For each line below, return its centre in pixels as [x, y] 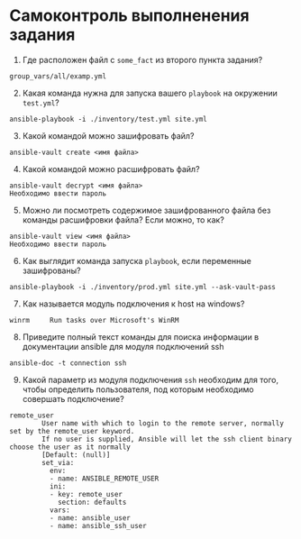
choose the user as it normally [70, 447]
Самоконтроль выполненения [129, 16]
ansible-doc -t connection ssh [68, 363]
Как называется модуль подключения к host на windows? [133, 304]
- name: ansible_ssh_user [98, 525]
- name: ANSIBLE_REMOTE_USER [104, 479]
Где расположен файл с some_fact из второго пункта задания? [142, 59]
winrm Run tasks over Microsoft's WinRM [94, 320]
